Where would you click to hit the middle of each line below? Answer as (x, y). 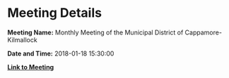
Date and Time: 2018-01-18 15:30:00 (61, 53)
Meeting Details (55, 13)
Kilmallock (22, 39)
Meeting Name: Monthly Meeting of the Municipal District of (95, 32)
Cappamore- (204, 32)
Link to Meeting (31, 67)
